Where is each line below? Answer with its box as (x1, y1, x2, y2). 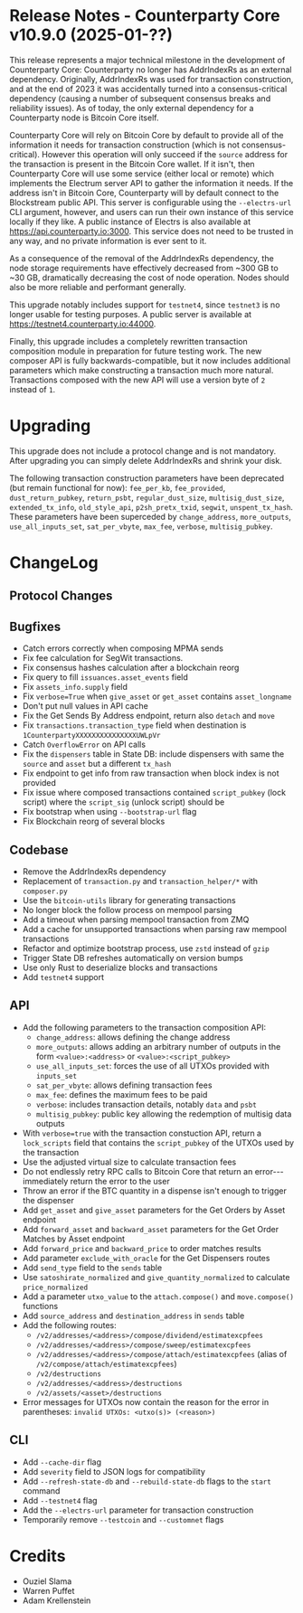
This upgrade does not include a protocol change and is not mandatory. (9, 445, 277, 457)
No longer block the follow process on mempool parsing (22, 905, 232, 916)
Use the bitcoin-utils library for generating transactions (22, 895, 237, 906)
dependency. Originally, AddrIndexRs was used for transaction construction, (9, 73, 294, 84)
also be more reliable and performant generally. (9, 281, 187, 292)
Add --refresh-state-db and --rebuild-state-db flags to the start (22, 1476, 271, 1486)
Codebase (9, 842, 70, 857)
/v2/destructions (35, 1369, 102, 1379)
